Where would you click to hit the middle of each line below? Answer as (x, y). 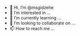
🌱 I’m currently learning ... (35, 18)
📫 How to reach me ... (32, 28)
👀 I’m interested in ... (30, 13)
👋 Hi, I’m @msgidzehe (32, 8)
